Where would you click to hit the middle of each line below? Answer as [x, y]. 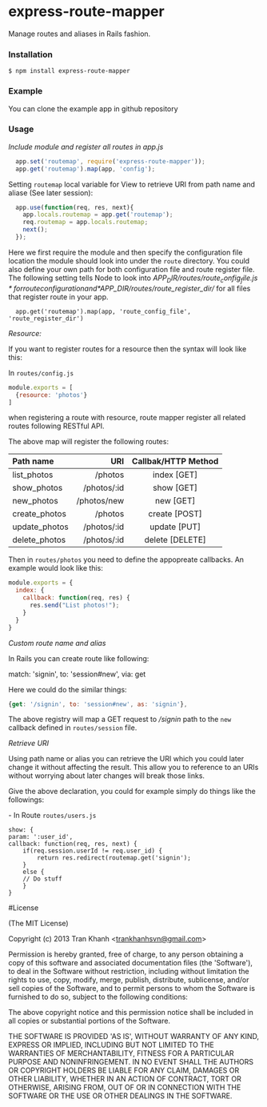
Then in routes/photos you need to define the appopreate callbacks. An [126, 560]
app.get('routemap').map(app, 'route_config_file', [104, 311]
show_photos [38, 488]
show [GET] [175, 488]
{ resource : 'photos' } [52, 395]
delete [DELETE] [175, 540]
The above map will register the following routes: [89, 442]
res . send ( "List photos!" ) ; [74, 605]
